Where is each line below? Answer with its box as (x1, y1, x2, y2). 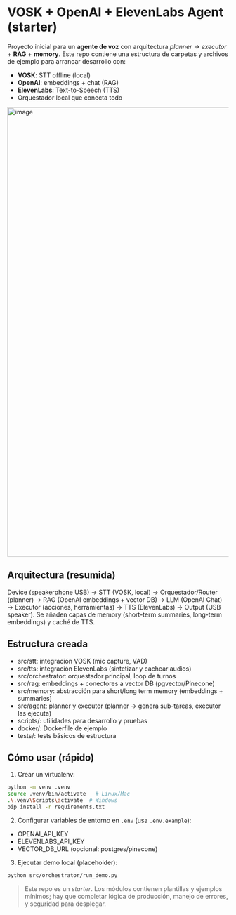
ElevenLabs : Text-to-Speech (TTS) (17, 86, 120, 94)
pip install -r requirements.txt (7, 803, 105, 810)
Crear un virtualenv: (17, 770, 75, 779)
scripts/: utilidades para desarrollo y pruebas (17, 716, 147, 725)
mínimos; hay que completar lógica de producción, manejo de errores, (24, 892, 228, 900)
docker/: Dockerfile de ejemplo (17, 724, 107, 732)
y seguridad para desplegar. (24, 900, 107, 908)
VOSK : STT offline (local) (17, 71, 91, 79)
